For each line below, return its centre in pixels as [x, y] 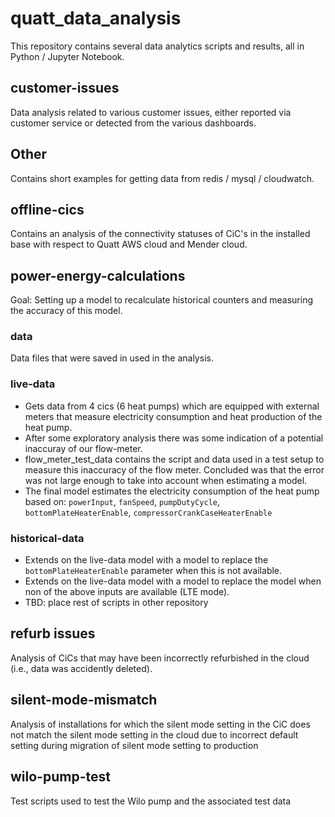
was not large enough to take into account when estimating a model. [166, 480]
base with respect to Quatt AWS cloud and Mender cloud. [129, 244]
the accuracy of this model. [66, 311]
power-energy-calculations [98, 275]
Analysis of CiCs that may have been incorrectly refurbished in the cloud [160, 658]
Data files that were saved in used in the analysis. [112, 358]
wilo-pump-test [60, 777]
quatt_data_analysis [96, 18]
